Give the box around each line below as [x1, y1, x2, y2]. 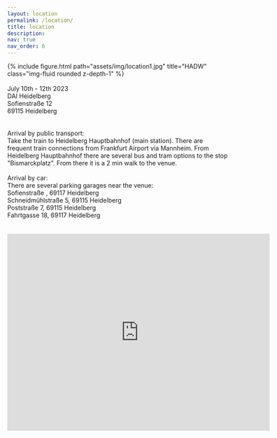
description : [7, 29, 45, 37]
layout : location [7, 10, 58, 18]
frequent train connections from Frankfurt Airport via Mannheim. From [7, 144, 210, 152]
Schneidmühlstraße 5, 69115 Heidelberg [7, 196, 122, 204]
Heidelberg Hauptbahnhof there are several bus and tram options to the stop [7, 151, 228, 160]
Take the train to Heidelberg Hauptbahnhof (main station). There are [7, 137, 204, 144]
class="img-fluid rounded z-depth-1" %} [7, 69, 125, 78]
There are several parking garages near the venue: [7, 182, 154, 189]
